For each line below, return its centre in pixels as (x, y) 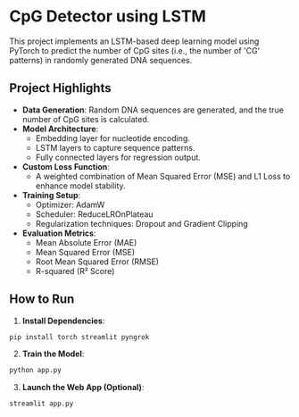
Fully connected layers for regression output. (118, 157)
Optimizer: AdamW (70, 204)
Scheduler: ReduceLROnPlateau (94, 214)
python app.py (36, 371)
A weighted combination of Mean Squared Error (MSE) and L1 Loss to (163, 176)
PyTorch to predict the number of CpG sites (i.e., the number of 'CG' (135, 50)
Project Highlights (60, 88)
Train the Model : (53, 354)
